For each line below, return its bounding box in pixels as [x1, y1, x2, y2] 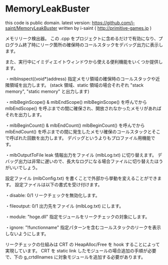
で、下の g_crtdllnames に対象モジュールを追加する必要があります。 [5, 254, 146, 260]
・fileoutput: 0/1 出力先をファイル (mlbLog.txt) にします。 [5, 203, 124, 209]
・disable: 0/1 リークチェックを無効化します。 [5, 192, 100, 198]
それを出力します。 [5, 111, 45, 117]
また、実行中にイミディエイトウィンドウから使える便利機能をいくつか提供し [5, 58, 163, 64]
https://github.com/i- [92, 20, 135, 26]
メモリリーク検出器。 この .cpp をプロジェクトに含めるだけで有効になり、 [5, 35, 159, 41]
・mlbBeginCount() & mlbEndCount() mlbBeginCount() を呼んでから [5, 122, 145, 128]
